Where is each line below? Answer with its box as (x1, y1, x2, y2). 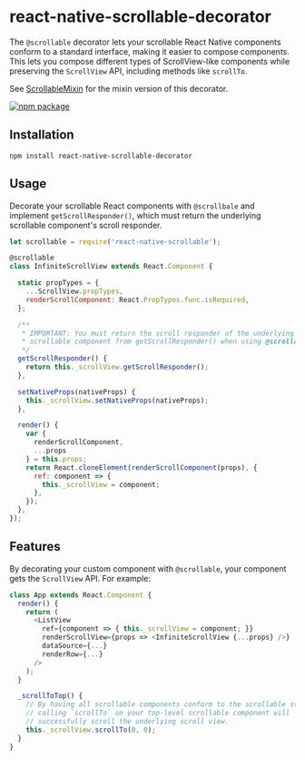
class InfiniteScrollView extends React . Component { (9, 262, 213, 271)
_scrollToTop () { (17, 692, 84, 701)
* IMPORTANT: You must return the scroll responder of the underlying (21, 329, 295, 338)
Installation (9, 127, 74, 143)
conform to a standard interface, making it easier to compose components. (9, 46, 290, 56)
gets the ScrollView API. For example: (9, 573, 152, 583)
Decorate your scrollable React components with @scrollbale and (9, 200, 255, 211)
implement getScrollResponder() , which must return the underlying (9, 209, 261, 220)
